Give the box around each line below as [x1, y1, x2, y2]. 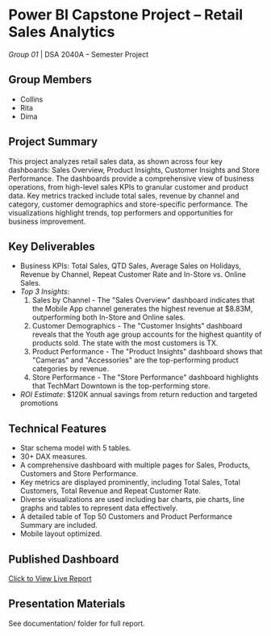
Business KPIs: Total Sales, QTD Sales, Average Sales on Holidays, [19, 261, 242, 271]
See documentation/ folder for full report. [8, 618, 145, 628]
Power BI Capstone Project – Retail [8, 6, 244, 24]
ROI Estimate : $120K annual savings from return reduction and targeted [19, 390, 258, 400]
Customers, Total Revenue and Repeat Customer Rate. [19, 486, 202, 496]
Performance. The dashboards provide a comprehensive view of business [8, 174, 255, 183]
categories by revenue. [31, 364, 109, 374]
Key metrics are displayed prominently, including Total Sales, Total [19, 478, 240, 487]
